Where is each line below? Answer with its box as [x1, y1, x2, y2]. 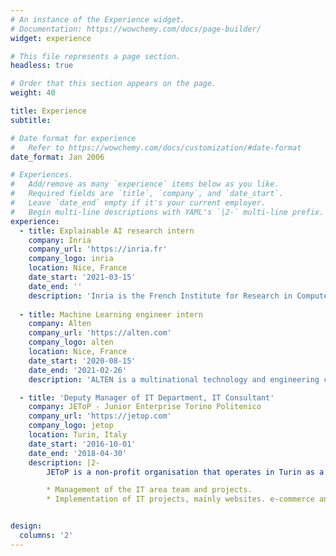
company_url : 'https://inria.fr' [28, 244, 168, 255]
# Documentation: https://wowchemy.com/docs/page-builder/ [10, 24, 262, 34]
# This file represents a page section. [10, 51, 182, 61]
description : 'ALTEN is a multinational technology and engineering [28, 374, 320, 385]
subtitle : [10, 115, 52, 125]
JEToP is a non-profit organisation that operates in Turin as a [46, 467, 325, 477]
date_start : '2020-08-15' [28, 356, 137, 366]
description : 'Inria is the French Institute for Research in [28, 291, 293, 301]
